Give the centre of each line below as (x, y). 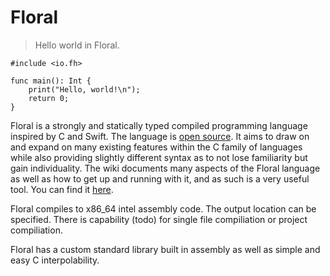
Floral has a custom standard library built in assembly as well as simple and (165, 249)
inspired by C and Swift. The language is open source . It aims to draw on (160, 136)
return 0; (49, 98)
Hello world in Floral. (77, 45)
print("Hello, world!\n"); (84, 89)
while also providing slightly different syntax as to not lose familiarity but (159, 157)
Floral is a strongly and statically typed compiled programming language (159, 125)
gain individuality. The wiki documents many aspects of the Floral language (165, 168)
